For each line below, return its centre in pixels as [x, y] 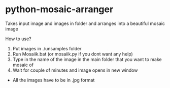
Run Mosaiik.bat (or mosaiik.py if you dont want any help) [73, 54]
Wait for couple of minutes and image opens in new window [75, 70]
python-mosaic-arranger [59, 9]
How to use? [18, 39]
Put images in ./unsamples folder [47, 48]
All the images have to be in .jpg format [54, 80]
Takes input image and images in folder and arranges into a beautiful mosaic [85, 23]
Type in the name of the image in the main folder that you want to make [87, 59]
